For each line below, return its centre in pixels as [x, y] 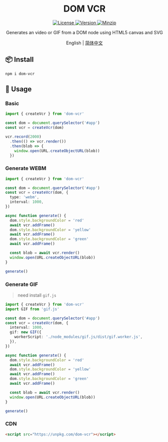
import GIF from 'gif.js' [32, 309]
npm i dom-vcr [20, 73]
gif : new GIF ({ [26, 332]
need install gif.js [37, 295]
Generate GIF [22, 284]
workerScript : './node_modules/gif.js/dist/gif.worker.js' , [78, 337]
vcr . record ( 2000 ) [23, 137]
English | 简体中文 [85, 43]
